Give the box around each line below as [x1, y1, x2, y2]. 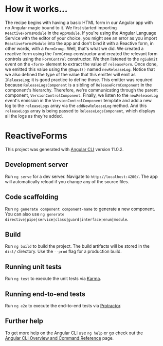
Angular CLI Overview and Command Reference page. [5, 335, 114, 341]
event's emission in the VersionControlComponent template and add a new [5, 97, 152, 103]
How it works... [5, 3, 68, 15]
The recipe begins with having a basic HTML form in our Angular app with [5, 20, 153, 25]
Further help [5, 317, 44, 325]
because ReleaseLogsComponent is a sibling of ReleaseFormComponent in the [5, 82, 152, 87]
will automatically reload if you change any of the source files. [5, 178, 129, 184]
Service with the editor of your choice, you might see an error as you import [5, 35, 157, 41]
